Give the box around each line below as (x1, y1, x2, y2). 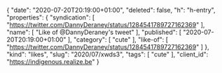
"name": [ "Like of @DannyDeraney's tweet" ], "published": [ (6, 28, 182, 36)
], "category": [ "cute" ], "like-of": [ (67, 35, 169, 44)
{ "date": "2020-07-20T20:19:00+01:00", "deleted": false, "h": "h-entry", (6, 6, 216, 14)
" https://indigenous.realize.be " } (6, 58, 99, 65)
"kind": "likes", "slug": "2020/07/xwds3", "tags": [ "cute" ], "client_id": (6, 50, 209, 58)
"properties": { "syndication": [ (6, 13, 95, 22)
